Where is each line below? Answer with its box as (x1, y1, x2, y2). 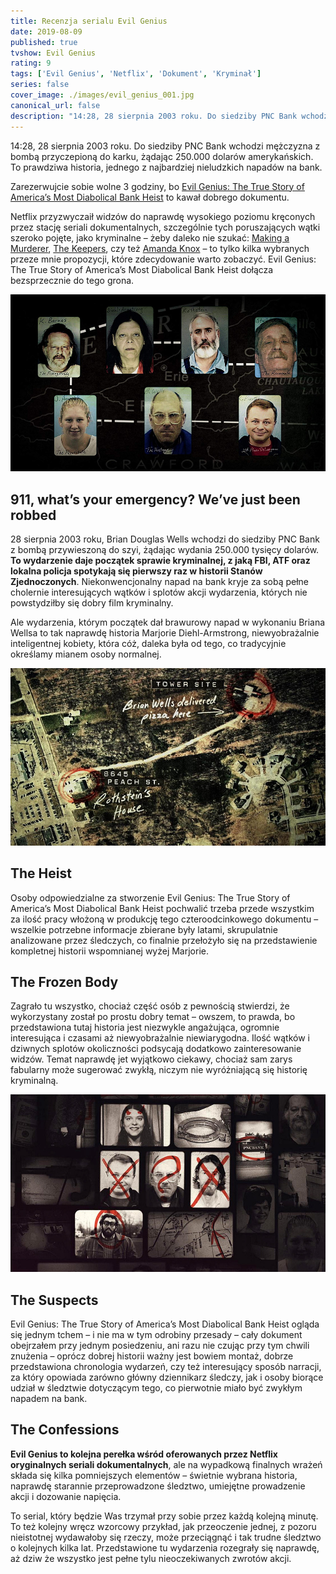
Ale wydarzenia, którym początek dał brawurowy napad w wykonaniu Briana (10, 616, 326, 629)
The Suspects (10, 1291, 99, 1309)
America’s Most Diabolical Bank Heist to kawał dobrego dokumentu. (10, 191, 290, 203)
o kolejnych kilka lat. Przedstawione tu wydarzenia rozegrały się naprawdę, (10, 1541, 320, 1554)
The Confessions (10, 1421, 120, 1439)
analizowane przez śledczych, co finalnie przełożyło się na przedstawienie (10, 934, 318, 946)
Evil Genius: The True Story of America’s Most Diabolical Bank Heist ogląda (10, 1318, 320, 1330)
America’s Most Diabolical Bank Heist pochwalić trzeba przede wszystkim (10, 902, 315, 914)
